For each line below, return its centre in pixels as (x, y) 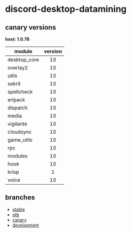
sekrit (14, 84)
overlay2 (18, 68)
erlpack (16, 100)
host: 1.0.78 (17, 39)
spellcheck (20, 92)
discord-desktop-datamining (66, 9)
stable (18, 209)
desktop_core (23, 59)
